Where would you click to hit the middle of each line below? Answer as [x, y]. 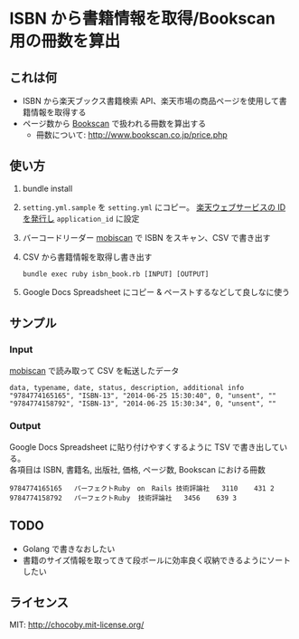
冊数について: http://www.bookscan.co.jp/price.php [131, 135]
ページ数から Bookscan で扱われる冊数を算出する [114, 124]
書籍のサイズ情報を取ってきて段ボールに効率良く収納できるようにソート [156, 560]
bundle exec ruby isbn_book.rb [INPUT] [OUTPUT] [116, 274]
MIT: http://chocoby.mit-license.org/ [77, 625]
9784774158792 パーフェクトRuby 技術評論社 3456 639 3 [123, 498]
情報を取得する [58, 112]
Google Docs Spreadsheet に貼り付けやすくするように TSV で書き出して [145, 447]
